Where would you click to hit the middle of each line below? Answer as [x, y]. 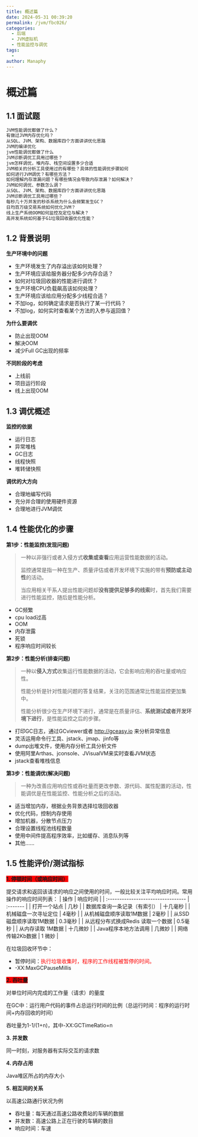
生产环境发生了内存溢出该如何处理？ [59, 266]
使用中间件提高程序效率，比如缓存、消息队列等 [72, 835]
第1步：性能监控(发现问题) [38, 544]
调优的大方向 [22, 481]
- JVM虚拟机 [25, 39]
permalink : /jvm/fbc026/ [37, 23]
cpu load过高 [30, 617]
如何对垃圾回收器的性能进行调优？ [56, 281]
